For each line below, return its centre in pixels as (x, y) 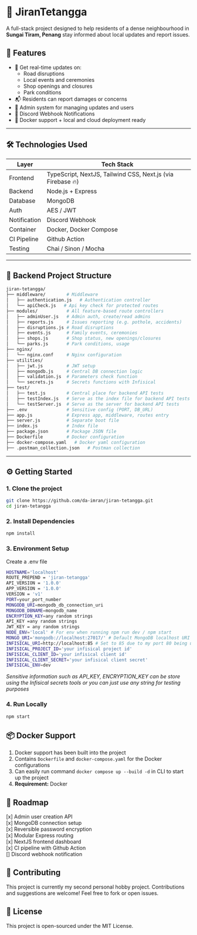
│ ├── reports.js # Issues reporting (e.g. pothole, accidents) (94, 322)
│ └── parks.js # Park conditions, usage (68, 344)
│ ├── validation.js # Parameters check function (72, 377)
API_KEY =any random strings (42, 621)
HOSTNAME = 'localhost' (33, 572)
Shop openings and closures (58, 86)
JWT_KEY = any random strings (43, 627)
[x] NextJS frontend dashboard (44, 842)
